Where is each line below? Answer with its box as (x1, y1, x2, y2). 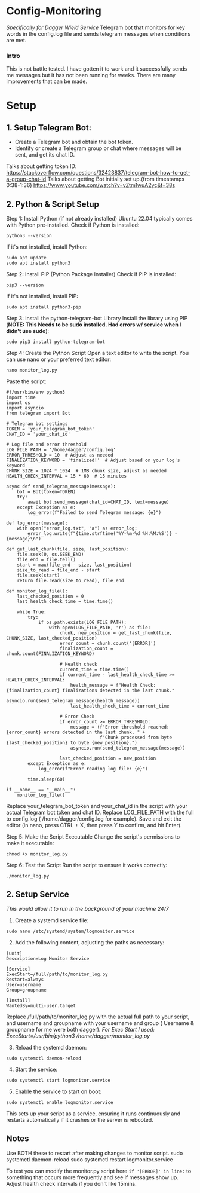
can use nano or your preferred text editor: (6, 356, 112, 363)
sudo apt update (6, 255, 47, 261)
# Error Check (59, 714, 95, 720)
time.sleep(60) (27, 776, 66, 782)
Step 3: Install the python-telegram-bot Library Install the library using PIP (6, 315, 188, 322)
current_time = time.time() (59, 666, 130, 673)
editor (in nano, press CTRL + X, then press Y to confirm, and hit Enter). (6, 822, 182, 829)
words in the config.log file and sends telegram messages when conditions (6, 30, 191, 37)
